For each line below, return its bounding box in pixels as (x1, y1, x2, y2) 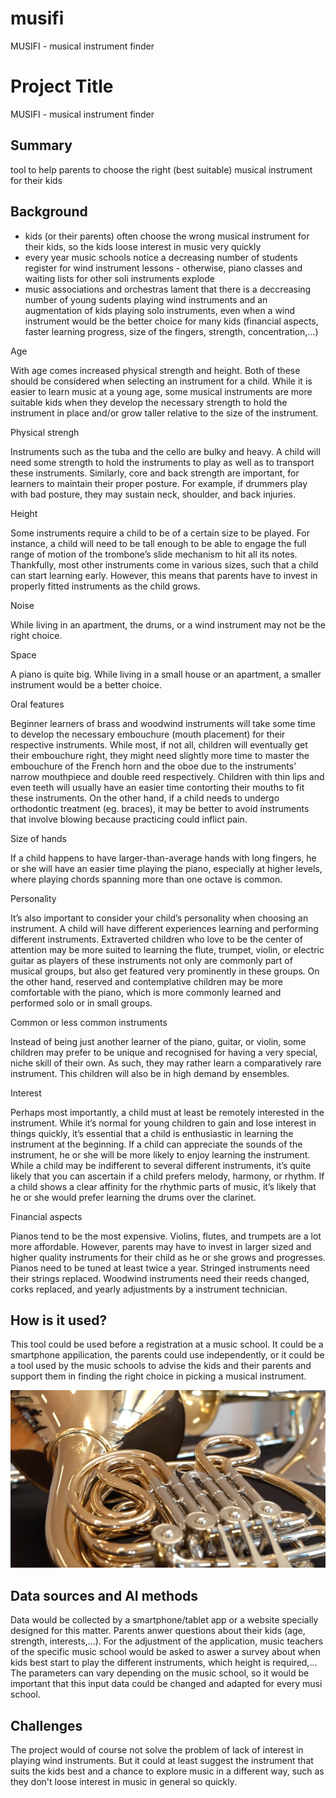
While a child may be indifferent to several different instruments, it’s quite (10, 1159, 312, 1171)
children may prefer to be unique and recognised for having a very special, (10, 1046, 318, 1058)
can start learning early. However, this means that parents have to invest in (10, 569, 318, 581)
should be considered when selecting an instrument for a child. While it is (10, 375, 313, 387)
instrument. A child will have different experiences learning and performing (10, 922, 319, 934)
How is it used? (10, 1312, 108, 1329)
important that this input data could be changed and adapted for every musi (10, 1678, 323, 1690)
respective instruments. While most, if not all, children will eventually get (10, 738, 308, 751)
